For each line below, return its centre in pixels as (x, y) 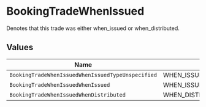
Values (20, 47)
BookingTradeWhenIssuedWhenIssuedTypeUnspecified (83, 75)
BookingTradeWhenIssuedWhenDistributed (67, 95)
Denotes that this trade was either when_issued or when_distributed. (93, 28)
